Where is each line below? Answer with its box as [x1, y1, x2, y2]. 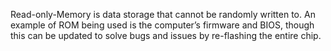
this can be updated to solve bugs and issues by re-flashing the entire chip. [10, 30, 322, 41]
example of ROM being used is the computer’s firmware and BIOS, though [10, 19, 315, 31]
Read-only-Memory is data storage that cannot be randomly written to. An [10, 9, 316, 20]
